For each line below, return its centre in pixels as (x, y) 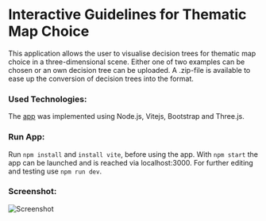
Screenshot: (33, 192)
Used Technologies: (48, 99)
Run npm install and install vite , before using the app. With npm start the (133, 154)
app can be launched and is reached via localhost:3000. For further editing (131, 162)
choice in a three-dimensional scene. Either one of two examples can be (127, 62)
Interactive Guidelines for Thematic (127, 15)
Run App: (27, 137)
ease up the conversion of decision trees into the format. (101, 78)
